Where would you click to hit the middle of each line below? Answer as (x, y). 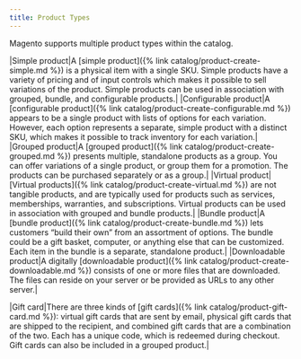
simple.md (29, 70)
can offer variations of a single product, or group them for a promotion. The (149, 165)
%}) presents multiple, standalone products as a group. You (168, 156)
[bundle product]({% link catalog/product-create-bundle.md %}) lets (137, 223)
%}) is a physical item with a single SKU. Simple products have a (168, 70)
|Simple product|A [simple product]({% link (89, 60)
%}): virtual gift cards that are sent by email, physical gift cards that (167, 316)
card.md (25, 316)
